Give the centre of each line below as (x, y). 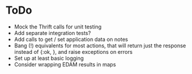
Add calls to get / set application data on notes (71, 39)
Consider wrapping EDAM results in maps (65, 64)
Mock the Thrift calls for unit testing (58, 27)
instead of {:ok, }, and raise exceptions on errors (73, 52)
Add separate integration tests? (52, 33)
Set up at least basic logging (49, 58)
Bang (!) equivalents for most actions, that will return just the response (100, 46)
